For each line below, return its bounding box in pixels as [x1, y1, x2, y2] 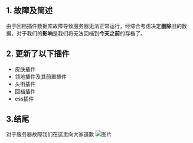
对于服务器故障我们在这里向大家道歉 [6, 131, 94, 138]
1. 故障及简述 [6, 5, 53, 16]
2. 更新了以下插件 [6, 49, 70, 59]
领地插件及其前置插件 [14, 73, 67, 80]
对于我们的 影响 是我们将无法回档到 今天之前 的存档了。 [16, 30, 146, 37]
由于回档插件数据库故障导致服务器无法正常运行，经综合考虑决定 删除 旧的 [6, 22, 182, 30]
